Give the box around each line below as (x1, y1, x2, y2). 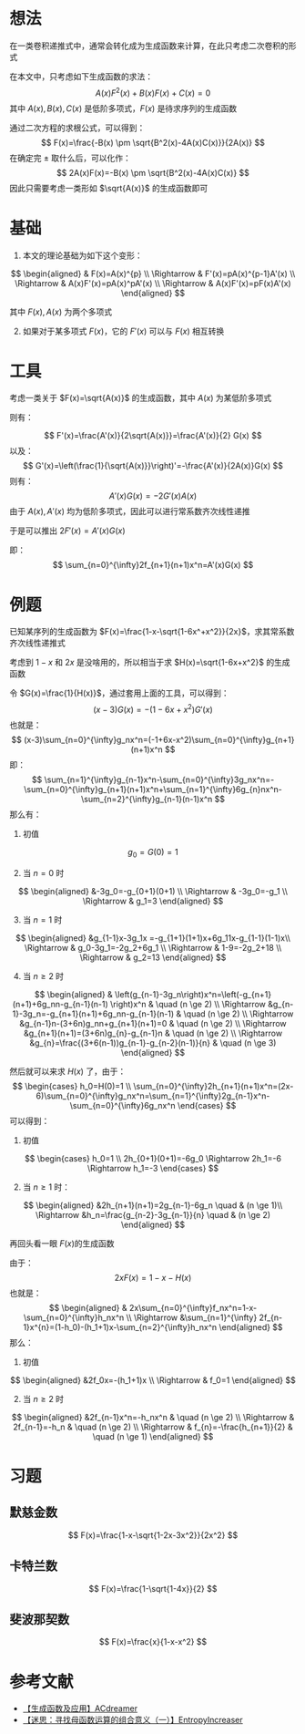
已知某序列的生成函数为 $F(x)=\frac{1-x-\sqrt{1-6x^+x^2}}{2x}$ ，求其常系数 (9, 626, 295, 637)
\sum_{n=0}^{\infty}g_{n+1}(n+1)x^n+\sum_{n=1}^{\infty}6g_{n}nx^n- (24, 784, 282, 795)
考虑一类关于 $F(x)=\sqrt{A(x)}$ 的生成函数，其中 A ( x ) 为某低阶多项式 (9, 393, 272, 404)
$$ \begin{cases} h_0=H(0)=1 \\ (12, 1080, 132, 1091)
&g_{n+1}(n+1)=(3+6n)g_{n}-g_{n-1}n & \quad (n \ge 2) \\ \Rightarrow (23, 1027, 283, 1038)
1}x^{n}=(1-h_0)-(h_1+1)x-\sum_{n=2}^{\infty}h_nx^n (22, 1321, 218, 1332)
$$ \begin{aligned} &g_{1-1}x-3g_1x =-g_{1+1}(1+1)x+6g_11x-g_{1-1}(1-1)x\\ (15, 932, 291, 944)
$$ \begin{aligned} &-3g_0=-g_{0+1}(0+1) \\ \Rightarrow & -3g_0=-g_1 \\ (17, 885, 289, 896)
